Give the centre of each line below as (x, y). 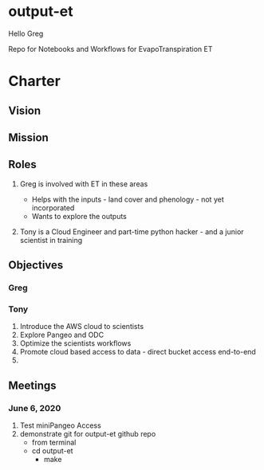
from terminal (54, 443)
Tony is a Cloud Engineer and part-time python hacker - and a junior (132, 231)
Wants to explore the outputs (79, 216)
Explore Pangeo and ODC (62, 335)
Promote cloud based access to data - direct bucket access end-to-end (138, 352)
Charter (35, 81)
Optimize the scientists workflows (75, 343)
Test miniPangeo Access (60, 425)
